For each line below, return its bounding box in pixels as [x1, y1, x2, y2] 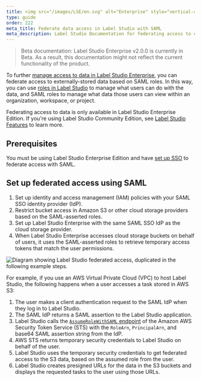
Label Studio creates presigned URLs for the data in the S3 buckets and [14, 362, 191, 369]
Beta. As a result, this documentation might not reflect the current [20, 54, 183, 61]
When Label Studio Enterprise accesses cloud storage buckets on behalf [14, 232, 194, 239]
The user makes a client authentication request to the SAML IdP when [14, 298, 187, 305]
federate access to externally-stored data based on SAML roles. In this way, [6, 78, 193, 85]
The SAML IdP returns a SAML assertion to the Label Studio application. [14, 311, 193, 318]
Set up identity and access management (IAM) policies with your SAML [14, 193, 191, 201]
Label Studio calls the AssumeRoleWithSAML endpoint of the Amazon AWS [14, 317, 192, 324]
